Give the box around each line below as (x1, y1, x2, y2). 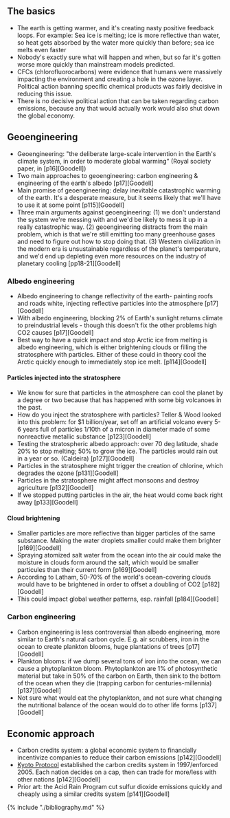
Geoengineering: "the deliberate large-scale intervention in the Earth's (16, 149, 216, 157)
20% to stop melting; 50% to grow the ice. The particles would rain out (16, 447, 218, 456)
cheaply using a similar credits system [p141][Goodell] (16, 790, 170, 798)
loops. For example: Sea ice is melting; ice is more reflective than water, (16, 31, 221, 39)
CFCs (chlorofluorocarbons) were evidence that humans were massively (16, 67, 222, 76)
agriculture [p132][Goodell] (16, 484, 94, 492)
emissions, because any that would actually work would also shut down (16, 104, 220, 112)
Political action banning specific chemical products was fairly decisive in (16, 82, 222, 90)
